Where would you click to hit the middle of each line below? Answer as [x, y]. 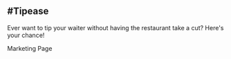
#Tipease [28, 11]
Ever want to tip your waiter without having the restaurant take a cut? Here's [115, 27]
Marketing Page [30, 48]
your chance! [26, 35]
